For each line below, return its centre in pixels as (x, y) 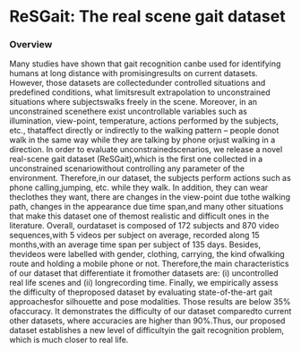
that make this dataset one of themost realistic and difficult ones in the (139, 216)
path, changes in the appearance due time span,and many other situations (146, 207)
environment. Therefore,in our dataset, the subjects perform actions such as (150, 178)
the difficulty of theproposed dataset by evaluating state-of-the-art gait (141, 292)
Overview (31, 45)
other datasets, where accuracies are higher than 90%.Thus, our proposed (147, 321)
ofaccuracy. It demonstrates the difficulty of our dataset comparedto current (150, 312)
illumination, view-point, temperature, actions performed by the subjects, (144, 121)
